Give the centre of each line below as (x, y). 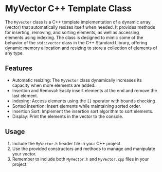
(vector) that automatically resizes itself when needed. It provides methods (80, 27)
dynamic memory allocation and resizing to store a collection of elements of (81, 48)
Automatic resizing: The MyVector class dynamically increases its (77, 80)
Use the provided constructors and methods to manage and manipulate (84, 149)
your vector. (24, 153)
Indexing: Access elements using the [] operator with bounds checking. (84, 101)
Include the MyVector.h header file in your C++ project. (67, 143)
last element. (25, 96)
